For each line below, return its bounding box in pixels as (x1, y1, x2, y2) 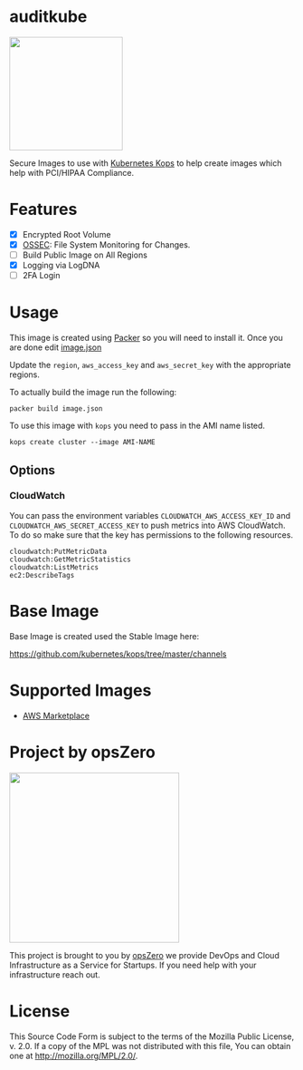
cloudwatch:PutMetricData (9, 547, 107, 556)
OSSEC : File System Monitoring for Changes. (22, 238, 191, 250)
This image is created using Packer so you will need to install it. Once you (9, 333, 283, 344)
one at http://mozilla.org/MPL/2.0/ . (9, 1050, 138, 1061)
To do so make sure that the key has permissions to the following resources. (9, 529, 294, 540)
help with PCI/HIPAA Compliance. (9, 167, 135, 178)
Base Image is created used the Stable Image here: (9, 630, 200, 641)
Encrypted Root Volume (22, 229, 111, 239)
